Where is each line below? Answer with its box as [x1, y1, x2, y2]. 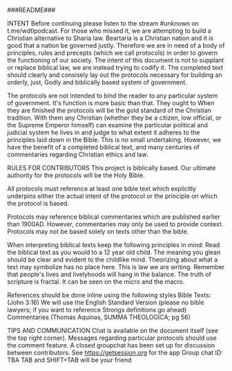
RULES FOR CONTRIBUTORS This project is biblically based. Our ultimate [7, 164, 216, 172]
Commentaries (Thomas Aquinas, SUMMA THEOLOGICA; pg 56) [7, 313, 191, 321]
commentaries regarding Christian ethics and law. [7, 150, 148, 159]
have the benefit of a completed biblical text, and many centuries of [7, 143, 200, 151]
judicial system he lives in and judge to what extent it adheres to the [7, 128, 200, 136]
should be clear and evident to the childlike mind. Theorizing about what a [7, 255, 218, 264]
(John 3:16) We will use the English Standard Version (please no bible [7, 298, 205, 307]
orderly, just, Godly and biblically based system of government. [7, 78, 188, 86]
